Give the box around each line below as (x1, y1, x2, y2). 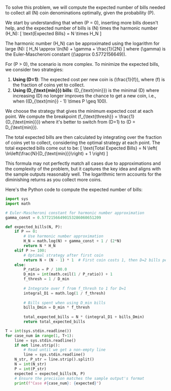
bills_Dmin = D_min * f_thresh (23, 305, 90, 310)
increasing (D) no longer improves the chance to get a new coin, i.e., (12, 93, 157, 99)
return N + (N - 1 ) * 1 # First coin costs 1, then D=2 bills (23, 257, 160, 262)
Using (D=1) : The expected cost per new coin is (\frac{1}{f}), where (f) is (12, 77, 165, 82)
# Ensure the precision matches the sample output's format (14, 376, 145, 381)
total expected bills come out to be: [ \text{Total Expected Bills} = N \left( (5, 145, 158, 151)
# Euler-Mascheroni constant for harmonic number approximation (5, 210, 145, 215)
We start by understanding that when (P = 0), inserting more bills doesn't (5, 20, 159, 26)
